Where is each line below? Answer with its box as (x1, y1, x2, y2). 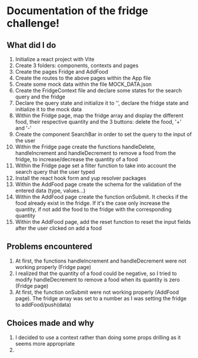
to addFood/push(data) (15, 301, 72, 308)
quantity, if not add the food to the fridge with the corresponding (15, 206, 172, 213)
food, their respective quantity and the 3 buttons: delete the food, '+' (15, 118, 182, 125)
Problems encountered (6, 241, 93, 251)
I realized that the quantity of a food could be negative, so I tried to (15, 270, 177, 277)
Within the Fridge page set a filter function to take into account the (15, 162, 177, 169)
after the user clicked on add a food (15, 225, 102, 231)
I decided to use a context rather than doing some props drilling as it (15, 334, 181, 341)
